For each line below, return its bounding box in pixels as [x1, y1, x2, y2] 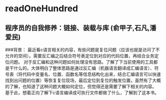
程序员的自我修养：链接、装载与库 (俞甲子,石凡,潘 [5, 24, 157, 32]
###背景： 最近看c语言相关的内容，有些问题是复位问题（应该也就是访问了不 [5, 47, 160, 52]
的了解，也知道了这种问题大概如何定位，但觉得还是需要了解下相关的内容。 [5, 84, 157, 89]
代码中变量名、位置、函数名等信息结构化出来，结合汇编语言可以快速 [22, 72, 161, 77]
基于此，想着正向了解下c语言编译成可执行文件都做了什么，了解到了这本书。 [5, 90, 159, 96]
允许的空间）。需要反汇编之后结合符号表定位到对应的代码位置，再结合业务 [5, 53, 155, 59]
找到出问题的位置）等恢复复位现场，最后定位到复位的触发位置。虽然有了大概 [5, 77, 161, 83]
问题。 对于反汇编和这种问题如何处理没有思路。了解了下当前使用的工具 [9, 59, 154, 65]
